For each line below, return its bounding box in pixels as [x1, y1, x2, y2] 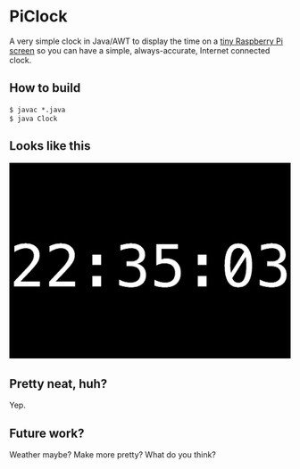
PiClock [9, 6, 68, 27]
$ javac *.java [9, 105, 66, 114]
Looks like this [9, 138, 91, 153]
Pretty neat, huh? [9, 376, 108, 391]
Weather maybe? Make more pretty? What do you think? [9, 449, 217, 460]
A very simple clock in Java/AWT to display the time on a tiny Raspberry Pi [9, 36, 284, 46]
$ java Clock [9, 114, 58, 123]
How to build [9, 80, 81, 95]
